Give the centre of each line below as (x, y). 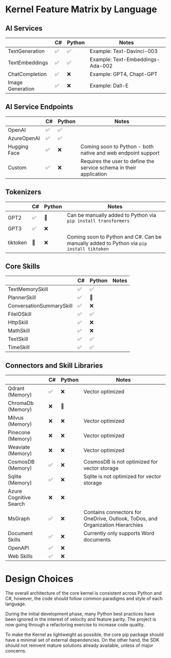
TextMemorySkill (28, 289)
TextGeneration (26, 51)
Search (17, 504)
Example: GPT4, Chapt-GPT (124, 74)
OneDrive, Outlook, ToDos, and (121, 519)
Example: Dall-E (109, 86)
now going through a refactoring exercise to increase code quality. (75, 625)
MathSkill (19, 331)
